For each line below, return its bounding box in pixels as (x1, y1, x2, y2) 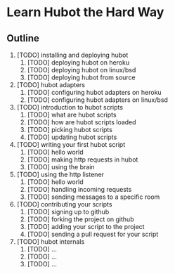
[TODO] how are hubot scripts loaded (27, 118, 136, 126)
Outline (6, 32, 39, 44)
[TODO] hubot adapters (16, 81, 86, 89)
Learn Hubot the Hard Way (6, 4, 164, 20)
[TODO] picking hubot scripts (27, 126, 113, 133)
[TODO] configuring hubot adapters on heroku (27, 89, 162, 96)
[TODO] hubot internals (16, 237, 85, 246)
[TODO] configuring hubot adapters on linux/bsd (27, 96, 168, 104)
